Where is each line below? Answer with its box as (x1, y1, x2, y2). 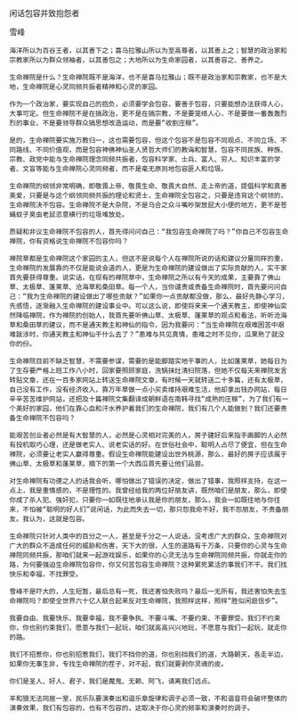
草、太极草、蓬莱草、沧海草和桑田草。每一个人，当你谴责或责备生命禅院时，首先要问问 (9, 283, 281, 292)
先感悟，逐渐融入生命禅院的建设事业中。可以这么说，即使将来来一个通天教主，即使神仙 (9, 302, 281, 310)
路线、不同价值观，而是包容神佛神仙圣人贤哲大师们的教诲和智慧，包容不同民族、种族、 (15, 145, 287, 154)
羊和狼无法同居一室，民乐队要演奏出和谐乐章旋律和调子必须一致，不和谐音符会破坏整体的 (9, 694, 287, 703)
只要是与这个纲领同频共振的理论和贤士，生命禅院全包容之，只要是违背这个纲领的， (28, 191, 287, 200)
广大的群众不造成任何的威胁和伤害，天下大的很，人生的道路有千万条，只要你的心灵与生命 (9, 542, 287, 550)
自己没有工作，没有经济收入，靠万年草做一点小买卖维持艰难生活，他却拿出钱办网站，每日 (9, 385, 287, 394)
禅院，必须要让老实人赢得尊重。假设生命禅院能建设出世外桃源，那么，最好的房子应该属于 (9, 450, 287, 459)
